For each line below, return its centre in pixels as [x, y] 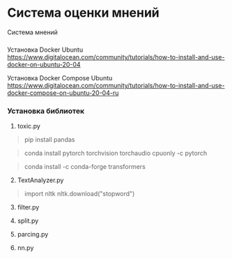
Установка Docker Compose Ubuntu [60, 77]
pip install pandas [49, 140]
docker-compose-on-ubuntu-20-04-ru [63, 93]
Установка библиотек [46, 111]
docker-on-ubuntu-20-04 [44, 64]
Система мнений [32, 32]
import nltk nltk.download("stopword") [79, 194]
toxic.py [29, 126]
